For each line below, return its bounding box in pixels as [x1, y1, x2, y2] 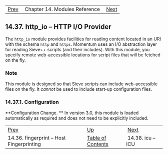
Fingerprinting [7, 141, 41, 148]
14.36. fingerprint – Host [7, 135, 66, 142]
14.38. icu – [127, 135, 156, 142]
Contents [86, 141, 108, 148]
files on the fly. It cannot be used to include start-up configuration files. [5, 86, 152, 92]
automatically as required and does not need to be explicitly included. [5, 115, 148, 121]
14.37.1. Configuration [5, 99, 59, 106]
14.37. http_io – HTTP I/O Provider [5, 22, 111, 31]
